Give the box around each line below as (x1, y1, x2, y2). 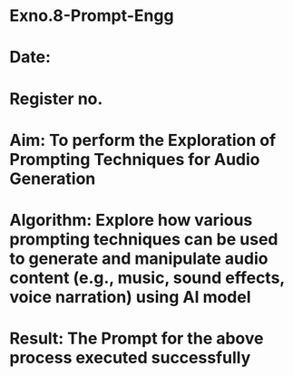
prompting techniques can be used (9, 228, 278, 249)
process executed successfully (9, 348, 251, 368)
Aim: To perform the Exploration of (9, 130, 277, 150)
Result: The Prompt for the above (9, 328, 264, 349)
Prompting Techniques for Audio (9, 149, 260, 169)
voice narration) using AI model (9, 286, 251, 307)
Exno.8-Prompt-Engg (9, 5, 174, 26)
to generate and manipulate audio (9, 248, 269, 268)
